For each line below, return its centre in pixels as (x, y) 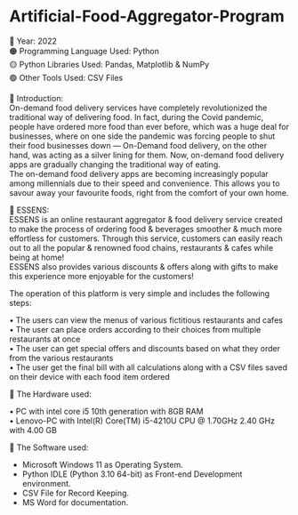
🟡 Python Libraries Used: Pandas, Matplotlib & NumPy (109, 64)
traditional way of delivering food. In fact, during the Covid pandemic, (137, 117)
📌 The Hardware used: (50, 394)
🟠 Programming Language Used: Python (85, 51)
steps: (20, 302)
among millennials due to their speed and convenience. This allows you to (145, 183)
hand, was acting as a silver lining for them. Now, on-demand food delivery (147, 155)
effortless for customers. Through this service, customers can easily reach (146, 238)
